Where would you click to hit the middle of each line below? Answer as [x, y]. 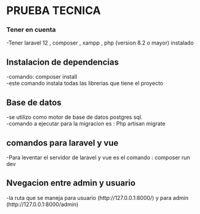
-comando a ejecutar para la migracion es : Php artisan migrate [86, 124]
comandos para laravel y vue [62, 143]
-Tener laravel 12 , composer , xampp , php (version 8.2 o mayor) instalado [100, 43]
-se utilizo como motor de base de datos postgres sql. [74, 117]
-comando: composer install [42, 77]
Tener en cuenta [31, 30]
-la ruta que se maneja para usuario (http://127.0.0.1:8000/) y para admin [97, 198]
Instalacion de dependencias [63, 62]
